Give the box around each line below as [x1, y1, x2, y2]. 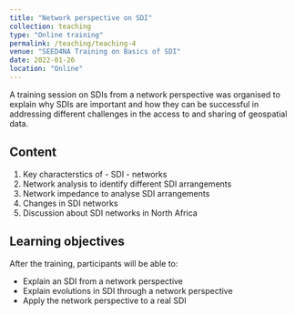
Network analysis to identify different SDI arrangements [22, 178, 232, 189]
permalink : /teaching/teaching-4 [9, 38, 137, 48]
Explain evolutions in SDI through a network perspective [22, 285, 234, 296]
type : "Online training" [9, 30, 104, 39]
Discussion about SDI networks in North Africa [22, 207, 198, 218]
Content [9, 145, 57, 160]
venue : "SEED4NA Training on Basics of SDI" [9, 47, 181, 56]
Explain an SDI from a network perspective [22, 275, 184, 287]
